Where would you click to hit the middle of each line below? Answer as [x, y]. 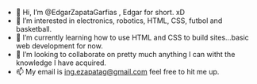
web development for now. [59, 46]
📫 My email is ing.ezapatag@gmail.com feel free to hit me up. [117, 72]
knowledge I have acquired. [61, 63]
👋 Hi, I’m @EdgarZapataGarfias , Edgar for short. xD [100, 12]
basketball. [34, 29]
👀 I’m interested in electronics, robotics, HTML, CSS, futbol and [119, 21]
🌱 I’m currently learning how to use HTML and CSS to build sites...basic [132, 37]
